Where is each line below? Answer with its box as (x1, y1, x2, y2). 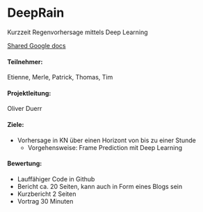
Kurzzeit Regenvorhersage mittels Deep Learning (7, 28, 148, 36)
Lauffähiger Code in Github (17, 174, 95, 183)
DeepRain (7, 5, 65, 21)
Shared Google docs (7, 41, 66, 50)
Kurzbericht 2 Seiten (17, 190, 76, 198)
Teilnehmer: (7, 57, 43, 66)
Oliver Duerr (7, 105, 42, 113)
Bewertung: (7, 159, 42, 168)
